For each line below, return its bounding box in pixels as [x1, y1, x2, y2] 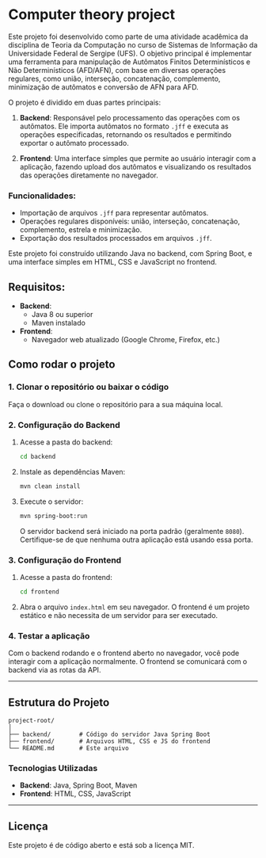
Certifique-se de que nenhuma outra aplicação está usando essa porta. [19, 535, 253, 544]
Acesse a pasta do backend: [19, 437, 113, 447]
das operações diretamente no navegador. [19, 170, 158, 180]
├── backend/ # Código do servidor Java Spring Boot [8, 730, 211, 738]
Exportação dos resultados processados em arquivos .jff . [19, 234, 212, 243]
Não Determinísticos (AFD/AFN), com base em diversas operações [8, 65, 226, 74]
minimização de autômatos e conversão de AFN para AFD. [8, 82, 199, 92]
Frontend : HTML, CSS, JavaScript [19, 789, 131, 799]
